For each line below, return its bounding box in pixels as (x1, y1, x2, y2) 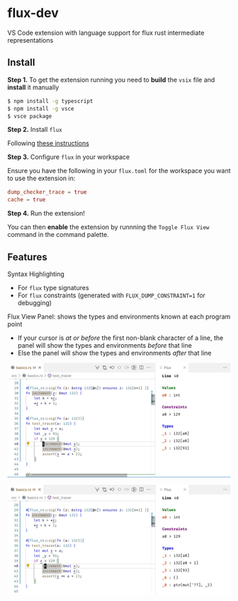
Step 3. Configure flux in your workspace (7, 153, 130, 161)
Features (7, 250, 47, 263)
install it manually (7, 83, 59, 92)
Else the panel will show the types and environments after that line (17, 348, 212, 357)
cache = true (7, 197, 46, 204)
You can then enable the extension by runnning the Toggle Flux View (7, 223, 210, 231)
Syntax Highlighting (7, 270, 65, 278)
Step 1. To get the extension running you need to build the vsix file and (7, 75, 215, 84)
